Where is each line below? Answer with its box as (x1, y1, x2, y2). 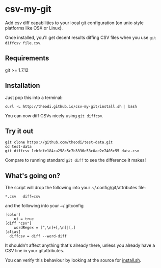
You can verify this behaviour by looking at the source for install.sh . (5, 257, 141, 263)
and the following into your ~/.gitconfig (5, 203, 84, 209)
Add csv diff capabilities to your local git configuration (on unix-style (5, 20, 144, 26)
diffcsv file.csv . (5, 39, 42, 45)
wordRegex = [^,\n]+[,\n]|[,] (14, 225, 76, 230)
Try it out (5, 127, 33, 135)
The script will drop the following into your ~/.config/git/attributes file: (5, 185, 146, 191)
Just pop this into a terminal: (5, 95, 63, 100)
